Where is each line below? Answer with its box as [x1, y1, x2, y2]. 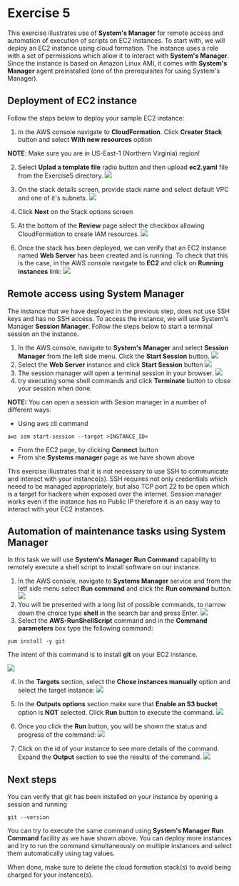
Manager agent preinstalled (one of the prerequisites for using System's [7, 66, 220, 75]
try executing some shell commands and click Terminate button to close [17, 376, 231, 385]
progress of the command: [17, 730, 96, 739]
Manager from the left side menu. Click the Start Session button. [17, 352, 210, 360]
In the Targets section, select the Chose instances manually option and [17, 678, 230, 686]
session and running [7, 800, 68, 809]
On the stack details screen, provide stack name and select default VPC [17, 185, 230, 193]
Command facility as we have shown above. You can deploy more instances [7, 834, 232, 842]
